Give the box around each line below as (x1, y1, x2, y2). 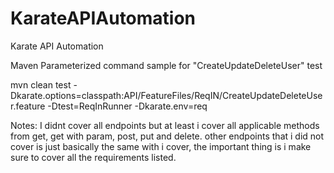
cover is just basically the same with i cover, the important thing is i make (10, 140, 312, 152)
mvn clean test (10, 78, 72, 91)
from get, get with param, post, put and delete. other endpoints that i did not (10, 130, 325, 142)
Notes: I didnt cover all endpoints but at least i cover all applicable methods (10, 119, 320, 131)
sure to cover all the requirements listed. (10, 151, 177, 163)
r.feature (10, 100, 46, 112)
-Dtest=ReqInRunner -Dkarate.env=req (47, 100, 208, 112)
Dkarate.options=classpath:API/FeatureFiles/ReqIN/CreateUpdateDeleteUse (10, 89, 323, 101)
